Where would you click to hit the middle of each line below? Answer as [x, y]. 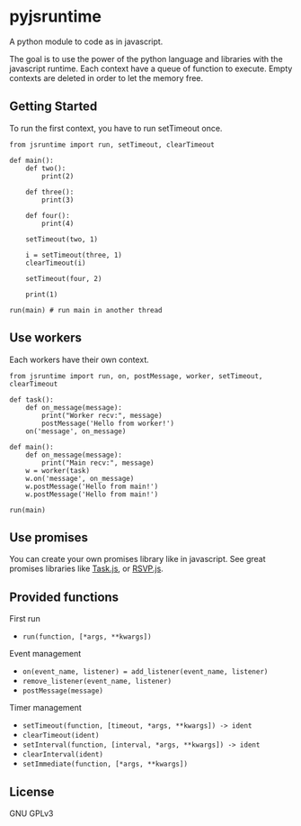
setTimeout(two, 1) [62, 239]
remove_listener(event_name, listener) [97, 682]
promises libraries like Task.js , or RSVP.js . [86, 568]
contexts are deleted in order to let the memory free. [106, 77]
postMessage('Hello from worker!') [108, 423]
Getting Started [53, 107]
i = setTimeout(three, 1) [74, 255]
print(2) [58, 176]
